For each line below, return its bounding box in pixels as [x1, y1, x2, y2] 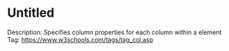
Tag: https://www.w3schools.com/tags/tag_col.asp [7, 35, 154, 43]
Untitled [7, 5, 55, 21]
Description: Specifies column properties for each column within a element [7, 28, 222, 36]
